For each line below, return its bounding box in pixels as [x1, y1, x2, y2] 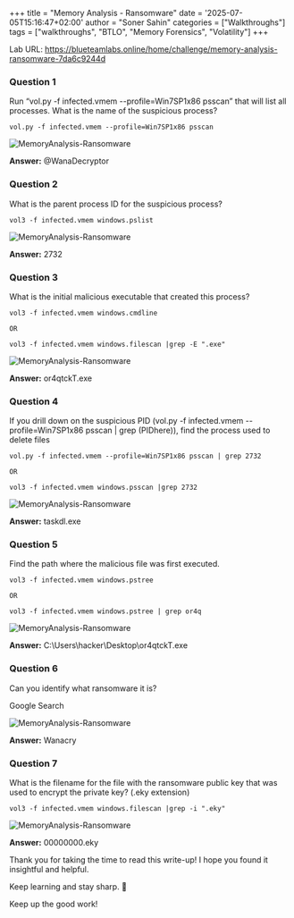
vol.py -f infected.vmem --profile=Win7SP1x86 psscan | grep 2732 [9, 451, 262, 461]
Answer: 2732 [9, 248, 63, 259]
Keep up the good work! [9, 898, 98, 910]
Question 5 [9, 538, 58, 551]
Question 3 [9, 271, 58, 283]
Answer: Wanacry [9, 735, 77, 745]
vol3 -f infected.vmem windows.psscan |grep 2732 [9, 483, 198, 493]
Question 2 [9, 178, 58, 190]
